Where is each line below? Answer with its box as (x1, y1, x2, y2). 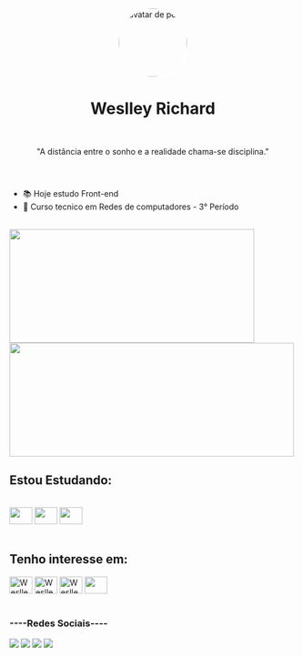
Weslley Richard (90, 98, 216, 119)
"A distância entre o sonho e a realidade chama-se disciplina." (35, 146, 270, 157)
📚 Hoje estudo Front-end (22, 187, 119, 198)
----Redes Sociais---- (9, 617, 108, 630)
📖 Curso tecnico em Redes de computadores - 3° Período (22, 201, 239, 212)
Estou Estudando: (9, 472, 112, 489)
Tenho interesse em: (9, 551, 128, 567)
